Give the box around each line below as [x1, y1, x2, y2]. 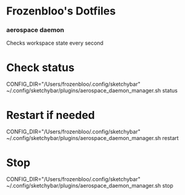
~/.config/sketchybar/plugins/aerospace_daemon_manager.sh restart [6, 135, 179, 142]
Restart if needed [6, 108, 96, 122]
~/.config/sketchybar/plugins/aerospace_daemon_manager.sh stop [6, 182, 174, 190]
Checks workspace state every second [6, 39, 104, 46]
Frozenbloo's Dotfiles [6, 4, 116, 18]
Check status [6, 60, 74, 74]
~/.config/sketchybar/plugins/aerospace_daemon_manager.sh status [6, 87, 178, 94]
